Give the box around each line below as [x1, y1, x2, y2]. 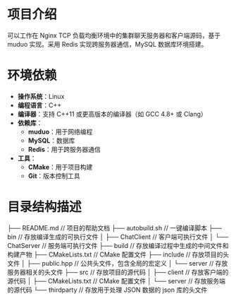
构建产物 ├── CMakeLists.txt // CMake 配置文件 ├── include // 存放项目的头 [7, 250, 230, 259]
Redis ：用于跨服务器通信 [27, 145, 101, 153]
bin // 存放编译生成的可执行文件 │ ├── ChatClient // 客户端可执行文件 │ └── [7, 232, 229, 241]
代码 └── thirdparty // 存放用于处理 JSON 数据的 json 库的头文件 [19, 285, 208, 294]
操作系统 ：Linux [17, 92, 65, 100]
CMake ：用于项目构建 [27, 163, 93, 171]
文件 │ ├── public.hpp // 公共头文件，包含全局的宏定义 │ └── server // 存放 [7, 259, 228, 267]
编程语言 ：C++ [17, 100, 62, 110]
